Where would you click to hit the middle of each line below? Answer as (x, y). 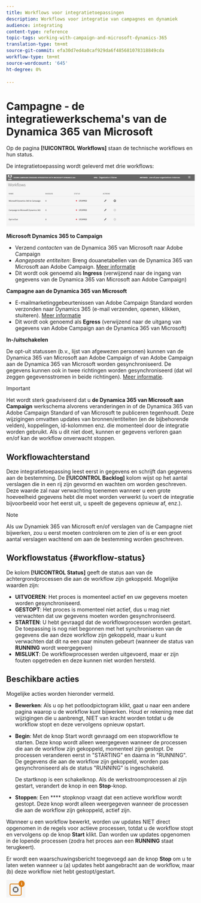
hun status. (20, 154)
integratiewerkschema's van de (87, 119)
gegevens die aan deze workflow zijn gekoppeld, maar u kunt (91, 635)
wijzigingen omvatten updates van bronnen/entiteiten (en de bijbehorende (98, 419)
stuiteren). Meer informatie (48, 316)
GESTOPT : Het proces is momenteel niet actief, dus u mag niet (92, 609)
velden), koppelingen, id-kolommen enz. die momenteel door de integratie (98, 426)
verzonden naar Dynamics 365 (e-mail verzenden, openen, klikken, (98, 309)
